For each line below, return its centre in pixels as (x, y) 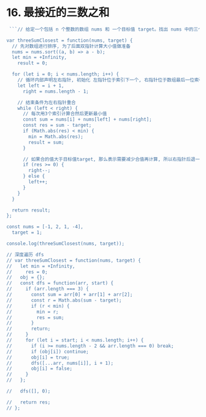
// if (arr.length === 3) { (48, 289)
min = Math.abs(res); (56, 136)
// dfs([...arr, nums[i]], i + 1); (60, 363)
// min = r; (33, 312)
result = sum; (46, 142)
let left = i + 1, (41, 86)
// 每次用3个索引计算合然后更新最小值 (65, 114)
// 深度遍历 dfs (25, 254)
